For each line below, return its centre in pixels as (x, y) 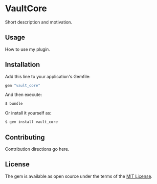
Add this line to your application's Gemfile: (48, 76)
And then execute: (23, 95)
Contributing (25, 137)
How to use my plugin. (28, 49)
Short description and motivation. (39, 22)
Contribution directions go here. (37, 149)
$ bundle (14, 104)
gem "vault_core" (23, 85)
